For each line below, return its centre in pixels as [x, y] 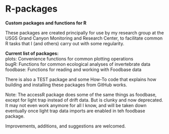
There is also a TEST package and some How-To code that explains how [81, 79]
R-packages [31, 9]
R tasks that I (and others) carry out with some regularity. [65, 43]
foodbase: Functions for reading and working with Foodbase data [73, 70]
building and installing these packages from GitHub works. [66, 85]
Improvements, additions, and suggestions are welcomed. [66, 126]
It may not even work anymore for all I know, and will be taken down [76, 105]
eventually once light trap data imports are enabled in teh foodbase [75, 111]
